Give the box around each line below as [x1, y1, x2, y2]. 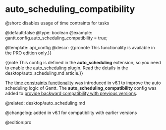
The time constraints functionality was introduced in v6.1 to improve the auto [5, 80, 161, 86]
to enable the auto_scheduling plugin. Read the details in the [5, 65, 128, 71]
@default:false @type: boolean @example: [5, 29, 93, 35]
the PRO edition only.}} [5, 50, 52, 56]
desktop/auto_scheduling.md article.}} [5, 70, 83, 76]
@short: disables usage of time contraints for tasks [5, 20, 110, 26]
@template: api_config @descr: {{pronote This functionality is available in [5, 44, 155, 50]
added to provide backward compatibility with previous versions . [5, 90, 138, 96]
